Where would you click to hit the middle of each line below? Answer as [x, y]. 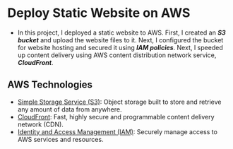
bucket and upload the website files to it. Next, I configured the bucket [120, 40]
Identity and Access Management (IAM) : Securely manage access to [117, 131]
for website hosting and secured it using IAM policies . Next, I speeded [120, 47]
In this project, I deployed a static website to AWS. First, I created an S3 [121, 32]
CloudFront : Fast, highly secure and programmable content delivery [116, 117]
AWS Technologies [50, 85]
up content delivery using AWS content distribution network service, [117, 55]
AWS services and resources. [60, 139]
